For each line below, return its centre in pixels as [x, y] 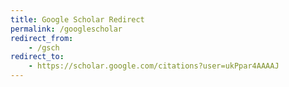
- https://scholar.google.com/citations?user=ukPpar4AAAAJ [154, 66]
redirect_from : [42, 38]
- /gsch [44, 47]
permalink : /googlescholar [66, 29]
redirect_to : [37, 57]
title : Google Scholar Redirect [77, 19]
